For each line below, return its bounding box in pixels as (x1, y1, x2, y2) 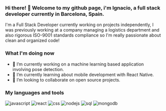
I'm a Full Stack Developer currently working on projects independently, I (5, 22, 154, 28)
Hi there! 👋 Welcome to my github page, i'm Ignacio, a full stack (5, 4, 161, 11)
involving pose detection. (12, 66, 64, 72)
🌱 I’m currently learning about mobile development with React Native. (12, 72, 154, 77)
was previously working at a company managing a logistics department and (5, 27, 160, 33)
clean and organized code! (5, 37, 60, 43)
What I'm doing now (5, 50, 55, 57)
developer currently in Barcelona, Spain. (5, 10, 105, 17)
